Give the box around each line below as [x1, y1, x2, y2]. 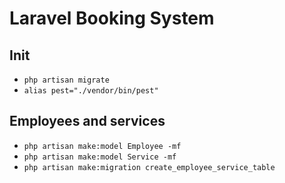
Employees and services [9, 113, 166, 130]
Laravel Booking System [9, 7, 215, 30]
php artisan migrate [23, 75, 110, 85]
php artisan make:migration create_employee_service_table [23, 162, 276, 172]
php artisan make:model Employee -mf [23, 141, 182, 151]
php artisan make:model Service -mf [23, 152, 177, 162]
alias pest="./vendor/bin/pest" [23, 86, 159, 96]
